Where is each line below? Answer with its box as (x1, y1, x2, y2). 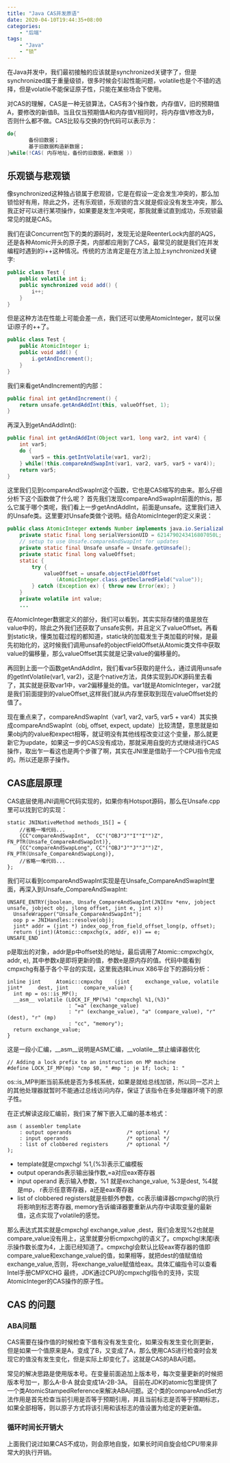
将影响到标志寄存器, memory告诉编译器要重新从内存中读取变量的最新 (16, 1202, 212, 1210)
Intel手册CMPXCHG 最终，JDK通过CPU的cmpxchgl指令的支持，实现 (7, 1268, 200, 1277)
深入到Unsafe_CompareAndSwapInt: (25, 885, 128, 893)
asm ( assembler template (7, 1123, 81, 1130)
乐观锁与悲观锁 (7, 170, 71, 181)
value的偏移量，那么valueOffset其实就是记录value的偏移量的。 (7, 649, 184, 657)
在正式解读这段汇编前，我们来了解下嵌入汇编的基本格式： (7, 1109, 169, 1117)
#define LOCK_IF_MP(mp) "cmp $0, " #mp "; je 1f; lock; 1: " (7, 1065, 186, 1071)
